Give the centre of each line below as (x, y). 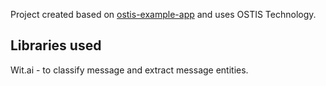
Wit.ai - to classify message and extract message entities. (129, 70)
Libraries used (56, 45)
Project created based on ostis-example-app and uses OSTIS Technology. (163, 14)
